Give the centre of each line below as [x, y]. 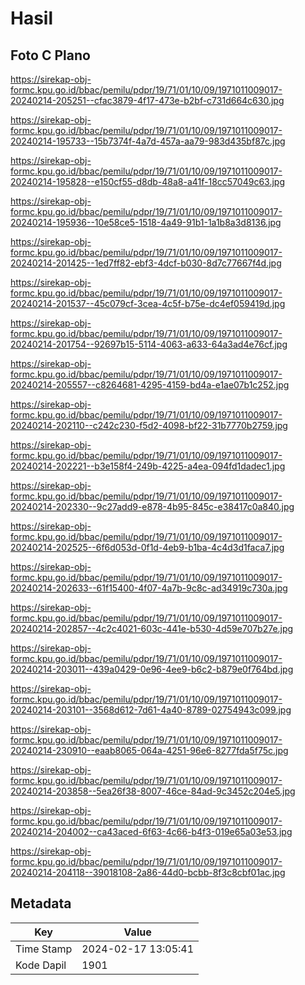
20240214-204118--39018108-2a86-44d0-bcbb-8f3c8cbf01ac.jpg [148, 872]
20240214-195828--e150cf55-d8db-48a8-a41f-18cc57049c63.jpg [148, 181]
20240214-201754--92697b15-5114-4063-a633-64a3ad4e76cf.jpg [149, 344]
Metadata [41, 903]
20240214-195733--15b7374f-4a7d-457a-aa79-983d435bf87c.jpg [148, 141]
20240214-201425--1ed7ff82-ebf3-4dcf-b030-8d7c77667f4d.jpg [146, 263]
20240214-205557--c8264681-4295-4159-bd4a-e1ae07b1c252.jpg [150, 385]
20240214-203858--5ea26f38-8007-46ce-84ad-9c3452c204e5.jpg [153, 791]
